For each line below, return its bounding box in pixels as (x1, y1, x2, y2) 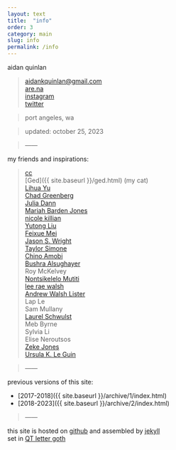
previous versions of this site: (7, 378, 94, 386)
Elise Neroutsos (24, 335, 71, 343)
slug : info (7, 37, 40, 44)
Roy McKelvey (24, 267, 67, 275)
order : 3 (7, 23, 33, 31)
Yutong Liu (24, 221, 57, 230)
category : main (7, 30, 53, 38)
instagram (24, 92, 55, 100)
